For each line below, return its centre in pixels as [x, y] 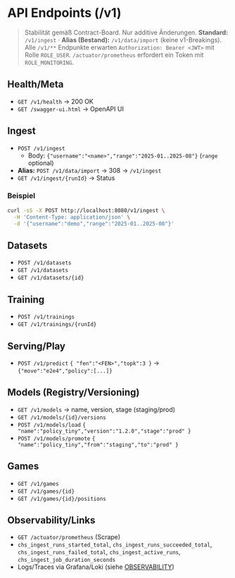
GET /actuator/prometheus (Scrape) [69, 537]
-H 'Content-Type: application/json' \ [72, 217]
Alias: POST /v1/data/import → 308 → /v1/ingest [89, 170]
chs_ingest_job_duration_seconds [66, 560]
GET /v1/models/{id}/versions [62, 417]
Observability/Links [51, 520]
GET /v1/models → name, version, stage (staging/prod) [96, 409]
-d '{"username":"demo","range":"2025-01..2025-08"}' [94, 224]
